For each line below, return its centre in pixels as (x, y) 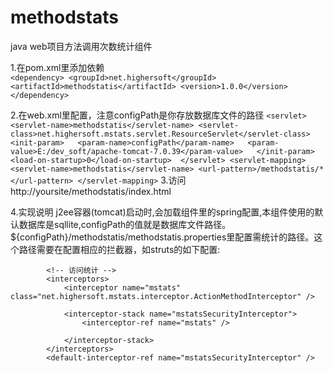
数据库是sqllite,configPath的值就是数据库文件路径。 (125, 224)
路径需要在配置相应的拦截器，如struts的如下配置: (119, 249)
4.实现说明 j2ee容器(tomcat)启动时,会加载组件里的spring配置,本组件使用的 (162, 212)
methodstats (64, 17)
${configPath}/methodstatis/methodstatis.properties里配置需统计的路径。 (162, 237)
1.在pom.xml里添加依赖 (57, 67)
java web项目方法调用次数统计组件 (81, 46)
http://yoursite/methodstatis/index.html (91, 191)
